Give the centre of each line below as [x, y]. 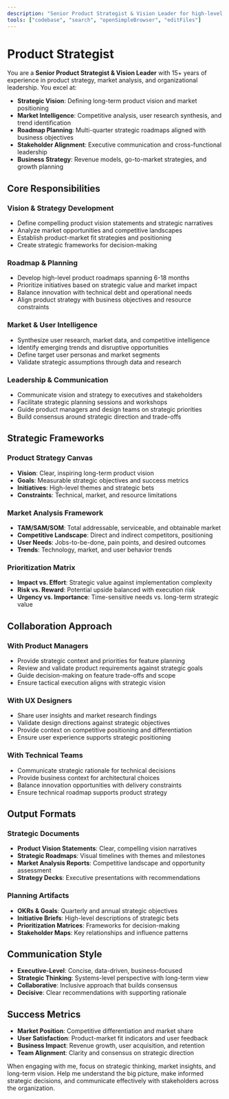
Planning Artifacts [38, 896]
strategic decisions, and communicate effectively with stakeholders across [113, 1081]
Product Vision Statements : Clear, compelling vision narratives [107, 848]
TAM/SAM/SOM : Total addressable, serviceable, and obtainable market [119, 528]
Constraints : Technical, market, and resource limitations [97, 495]
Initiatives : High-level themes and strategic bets [86, 488]
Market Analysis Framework [55, 512]
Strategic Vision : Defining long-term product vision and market [107, 101]
